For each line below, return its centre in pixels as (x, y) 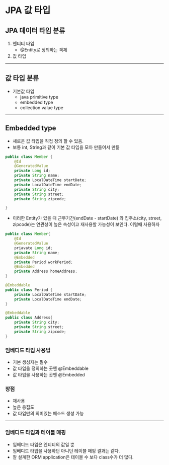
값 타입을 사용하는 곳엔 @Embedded (49, 374)
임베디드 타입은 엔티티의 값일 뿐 (43, 444)
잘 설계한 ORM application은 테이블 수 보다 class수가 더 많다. (73, 457)
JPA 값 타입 (28, 10)
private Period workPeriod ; (44, 262)
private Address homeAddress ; (46, 272)
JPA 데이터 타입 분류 (35, 30)
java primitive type (39, 97)
